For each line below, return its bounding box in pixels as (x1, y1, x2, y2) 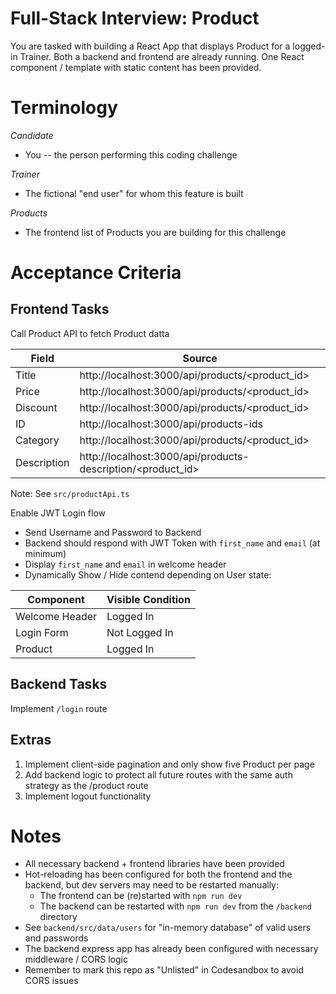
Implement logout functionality (24, 790, 152, 802)
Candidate (10, 129, 54, 141)
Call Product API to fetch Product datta (10, 327, 170, 339)
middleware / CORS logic (24, 953, 128, 966)
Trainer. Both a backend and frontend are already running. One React (19, 50, 305, 62)
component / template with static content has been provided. (10, 61, 262, 73)
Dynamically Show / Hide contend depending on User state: (24, 568, 272, 581)
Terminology (10, 97, 118, 119)
